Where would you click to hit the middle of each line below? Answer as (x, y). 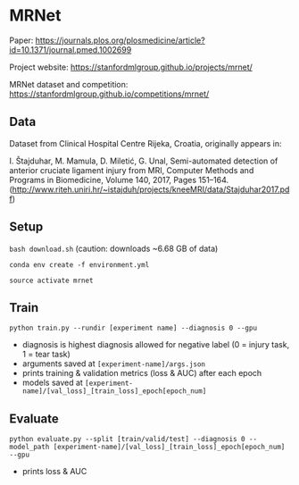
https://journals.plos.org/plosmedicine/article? (120, 40)
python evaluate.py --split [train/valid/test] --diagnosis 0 (127, 439)
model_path (29, 447)
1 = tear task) (46, 355)
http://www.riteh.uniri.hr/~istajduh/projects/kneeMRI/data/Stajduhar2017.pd (151, 189)
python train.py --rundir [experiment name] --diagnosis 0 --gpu (133, 328)
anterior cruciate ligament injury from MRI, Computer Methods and (132, 170)
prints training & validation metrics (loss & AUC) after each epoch (142, 373)
